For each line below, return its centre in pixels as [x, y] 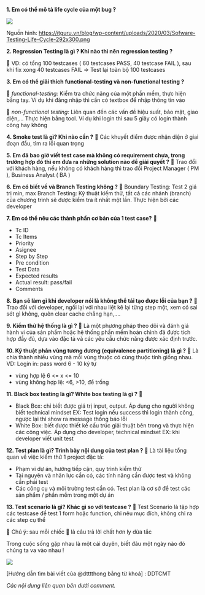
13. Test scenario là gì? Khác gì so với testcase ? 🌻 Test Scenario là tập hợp [103, 507]
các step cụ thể [26, 520]
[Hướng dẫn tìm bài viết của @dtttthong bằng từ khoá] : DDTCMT [88, 574]
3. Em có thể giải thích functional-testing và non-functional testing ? [95, 82]
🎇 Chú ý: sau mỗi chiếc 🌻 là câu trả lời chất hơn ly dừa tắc [79, 532]
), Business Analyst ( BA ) [38, 175]
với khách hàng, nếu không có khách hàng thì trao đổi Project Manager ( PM [103, 168]
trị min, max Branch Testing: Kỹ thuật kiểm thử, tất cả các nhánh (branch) [99, 193]
